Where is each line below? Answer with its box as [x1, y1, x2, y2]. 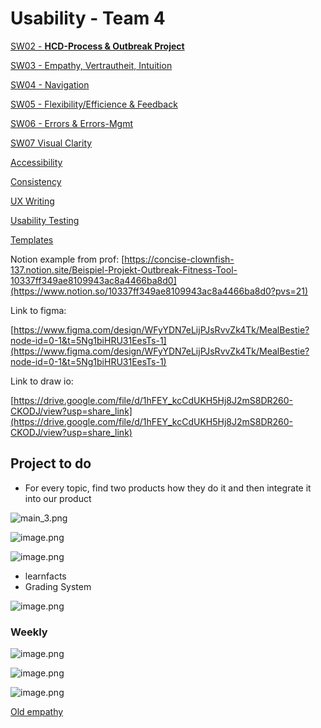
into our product [24, 492, 92, 504]
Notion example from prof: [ [10, 253, 125, 265]
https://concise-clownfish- [124, 253, 235, 265]
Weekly [10, 625, 48, 639]
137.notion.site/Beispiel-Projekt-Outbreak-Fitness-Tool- [10, 263, 238, 276]
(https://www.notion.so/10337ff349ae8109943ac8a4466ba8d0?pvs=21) [10, 285, 309, 297]
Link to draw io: [10, 375, 74, 387]
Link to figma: [10, 304, 67, 316]
